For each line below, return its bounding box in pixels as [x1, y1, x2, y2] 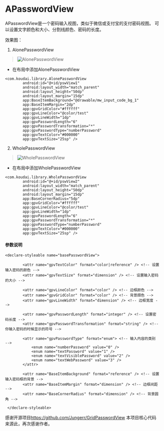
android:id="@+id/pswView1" [23, 80, 80, 86]
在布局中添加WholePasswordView [12, 165, 81, 171]
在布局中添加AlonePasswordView [12, 66, 80, 72]
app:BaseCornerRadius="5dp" [23, 196, 80, 201]
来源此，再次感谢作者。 [5, 421, 52, 427]
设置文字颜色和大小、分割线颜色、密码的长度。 [9, 26, 104, 32]
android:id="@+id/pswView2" [23, 179, 80, 184]
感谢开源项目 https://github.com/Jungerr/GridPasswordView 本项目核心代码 [5, 415, 157, 421]
